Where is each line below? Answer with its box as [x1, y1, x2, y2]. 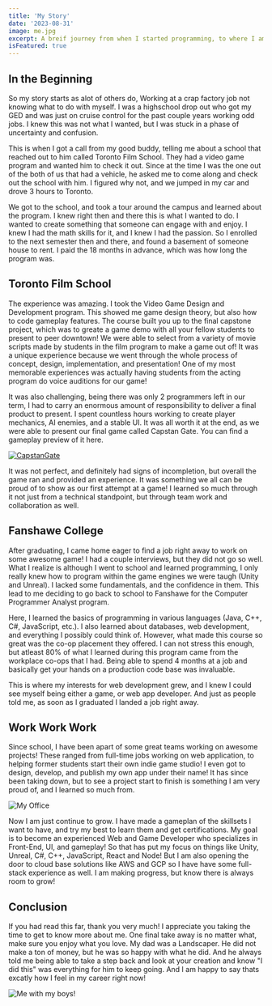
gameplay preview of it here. [8, 435, 104, 444]
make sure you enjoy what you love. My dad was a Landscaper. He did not [8, 939, 257, 949]
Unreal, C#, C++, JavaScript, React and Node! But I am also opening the [8, 851, 249, 860]
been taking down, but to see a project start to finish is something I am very [8, 776, 261, 786]
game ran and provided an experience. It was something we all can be [8, 474, 243, 484]
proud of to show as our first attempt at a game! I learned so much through [8, 483, 258, 493]
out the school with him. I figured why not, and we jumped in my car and [8, 177, 249, 187]
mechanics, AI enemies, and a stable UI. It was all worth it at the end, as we [8, 418, 260, 427]
